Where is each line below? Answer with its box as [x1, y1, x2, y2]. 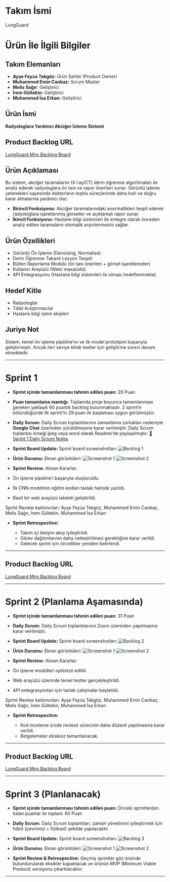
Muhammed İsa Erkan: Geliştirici [12, 94, 82, 101]
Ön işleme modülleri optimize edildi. [12, 667, 88, 673]
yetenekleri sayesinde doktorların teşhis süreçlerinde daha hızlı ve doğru [5, 191, 157, 197]
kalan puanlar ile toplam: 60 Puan [12, 810, 82, 816]
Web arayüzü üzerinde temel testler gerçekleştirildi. [12, 677, 120, 683]
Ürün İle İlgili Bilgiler [5, 40, 91, 51]
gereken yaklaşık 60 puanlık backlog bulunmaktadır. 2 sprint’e [12, 404, 142, 410]
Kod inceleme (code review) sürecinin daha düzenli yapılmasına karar [20, 722, 165, 728]
